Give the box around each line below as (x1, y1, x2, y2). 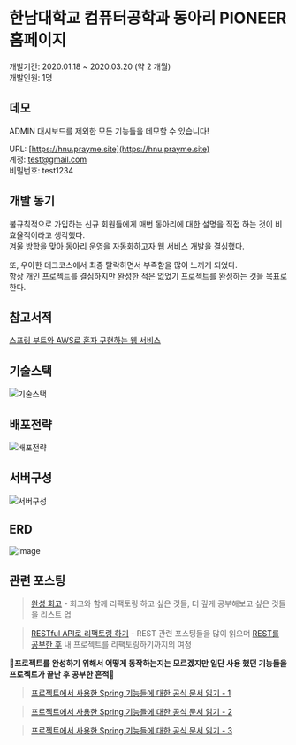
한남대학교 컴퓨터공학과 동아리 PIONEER (9, 8, 287, 28)
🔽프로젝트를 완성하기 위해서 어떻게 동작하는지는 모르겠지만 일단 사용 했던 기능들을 (9, 658, 287, 669)
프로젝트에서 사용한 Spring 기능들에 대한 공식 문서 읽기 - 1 (30, 687, 231, 699)
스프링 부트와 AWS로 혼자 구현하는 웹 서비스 (9, 335, 162, 346)
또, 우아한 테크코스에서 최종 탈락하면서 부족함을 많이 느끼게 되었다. (9, 259, 239, 270)
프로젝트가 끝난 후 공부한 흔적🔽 (9, 669, 115, 680)
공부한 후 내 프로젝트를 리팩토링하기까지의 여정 (30, 639, 192, 650)
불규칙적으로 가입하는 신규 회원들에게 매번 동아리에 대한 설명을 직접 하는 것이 (9, 219, 274, 229)
